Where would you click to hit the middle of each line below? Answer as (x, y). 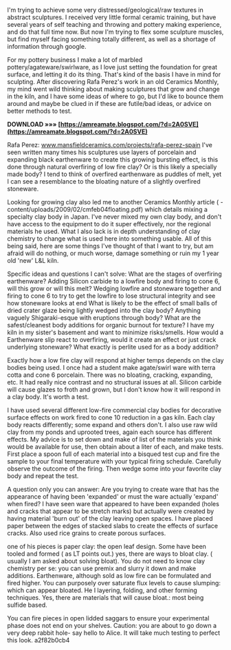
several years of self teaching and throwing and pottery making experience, (114, 24)
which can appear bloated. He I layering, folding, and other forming (102, 590)
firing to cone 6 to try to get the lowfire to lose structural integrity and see (111, 296)
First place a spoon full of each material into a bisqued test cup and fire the (113, 454)
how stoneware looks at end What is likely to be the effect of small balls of (112, 303)
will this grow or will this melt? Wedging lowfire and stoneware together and (114, 289)
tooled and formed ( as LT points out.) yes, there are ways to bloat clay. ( (110, 554)
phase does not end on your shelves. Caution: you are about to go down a (112, 626)
